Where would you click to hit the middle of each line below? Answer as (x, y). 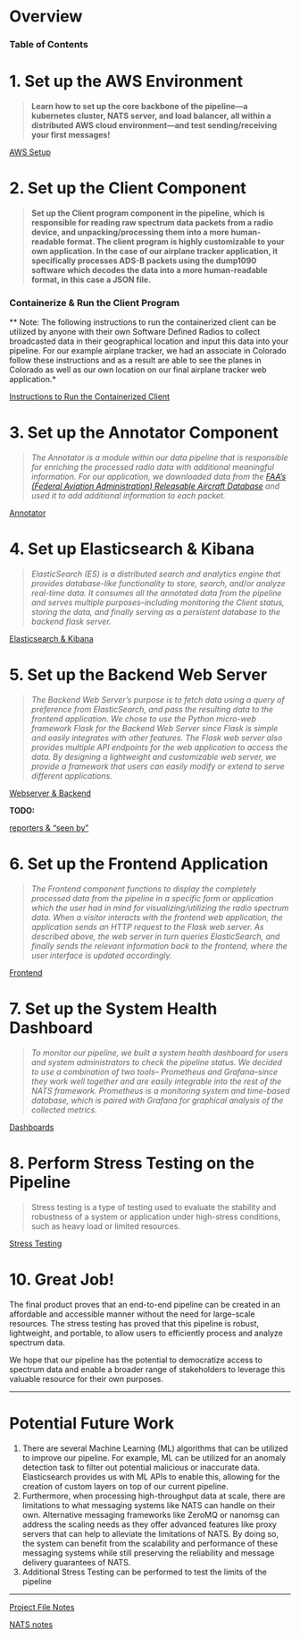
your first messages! (71, 135)
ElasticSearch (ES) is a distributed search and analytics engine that (156, 574)
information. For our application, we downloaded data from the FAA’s (158, 477)
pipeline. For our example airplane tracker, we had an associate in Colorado (148, 351)
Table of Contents (49, 45)
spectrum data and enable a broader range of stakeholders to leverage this (147, 1369)
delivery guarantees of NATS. (76, 1562)
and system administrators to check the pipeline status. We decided (157, 1062)
